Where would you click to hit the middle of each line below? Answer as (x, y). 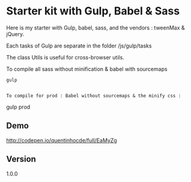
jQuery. (15, 34)
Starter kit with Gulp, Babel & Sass (93, 11)
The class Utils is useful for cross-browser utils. (65, 57)
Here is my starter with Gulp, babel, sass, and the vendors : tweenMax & (95, 28)
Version (21, 159)
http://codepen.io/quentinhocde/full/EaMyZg (62, 140)
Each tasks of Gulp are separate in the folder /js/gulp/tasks (79, 46)
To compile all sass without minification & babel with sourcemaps (87, 69)
